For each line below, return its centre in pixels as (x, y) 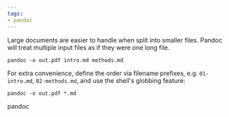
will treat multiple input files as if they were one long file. (89, 47)
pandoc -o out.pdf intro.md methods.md (65, 60)
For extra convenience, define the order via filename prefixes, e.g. (103, 73)
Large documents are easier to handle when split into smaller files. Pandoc (115, 40)
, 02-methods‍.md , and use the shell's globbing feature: (109, 80)
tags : (15, 14)
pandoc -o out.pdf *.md (42, 93)
